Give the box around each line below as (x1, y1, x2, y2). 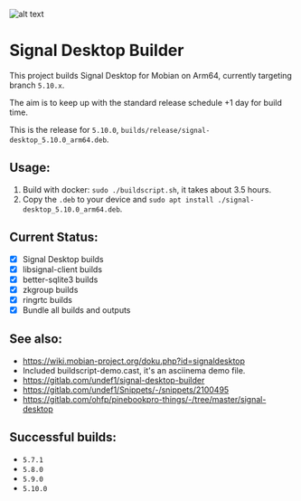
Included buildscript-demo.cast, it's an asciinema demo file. (22, 364, 246, 375)
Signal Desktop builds (22, 253, 104, 264)
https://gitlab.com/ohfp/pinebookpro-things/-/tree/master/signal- (22, 393, 267, 404)
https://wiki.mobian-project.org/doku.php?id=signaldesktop (22, 355, 246, 366)
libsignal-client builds (22, 263, 102, 275)
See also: (9, 331, 63, 347)
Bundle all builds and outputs (22, 304, 131, 316)
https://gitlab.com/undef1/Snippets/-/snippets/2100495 (22, 384, 230, 395)
